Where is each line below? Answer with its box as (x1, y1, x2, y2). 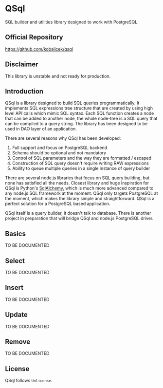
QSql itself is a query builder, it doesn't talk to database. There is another (5, 210, 151, 216)
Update (5, 311, 28, 319)
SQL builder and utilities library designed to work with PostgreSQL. (5, 19, 139, 25)
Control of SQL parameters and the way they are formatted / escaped (12, 155, 152, 161)
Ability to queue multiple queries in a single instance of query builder (12, 166, 150, 171)
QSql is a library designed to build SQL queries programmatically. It (5, 100, 140, 106)
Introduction (5, 87, 44, 95)
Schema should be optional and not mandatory (12, 150, 106, 156)
